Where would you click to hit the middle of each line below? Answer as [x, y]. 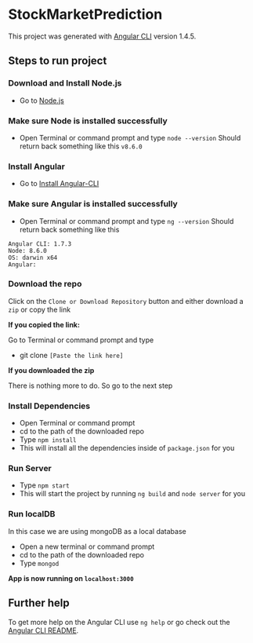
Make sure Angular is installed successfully [93, 204]
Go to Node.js [42, 100]
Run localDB [32, 514]
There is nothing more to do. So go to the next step [90, 385]
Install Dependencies [49, 406]
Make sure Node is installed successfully [88, 121]
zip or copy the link [40, 309]
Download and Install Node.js [65, 83]
